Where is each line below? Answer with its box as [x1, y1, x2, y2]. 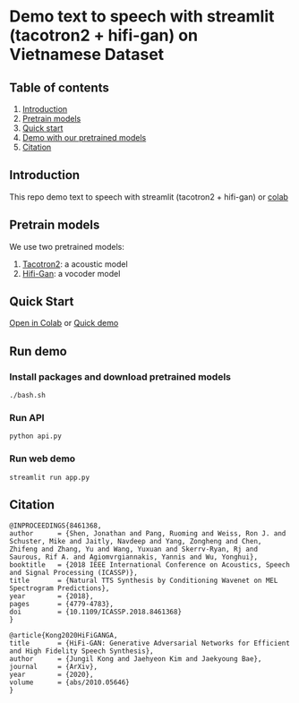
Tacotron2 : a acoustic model [21, 258, 128, 270]
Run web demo [9, 452, 76, 465]
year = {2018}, [9, 591, 94, 601]
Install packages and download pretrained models [9, 370, 231, 382]
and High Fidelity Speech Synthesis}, [9, 647, 154, 656]
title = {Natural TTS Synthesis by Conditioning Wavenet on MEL [9, 576, 278, 585]
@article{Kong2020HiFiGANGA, [9, 630, 118, 639]
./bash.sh [9, 391, 47, 400]
